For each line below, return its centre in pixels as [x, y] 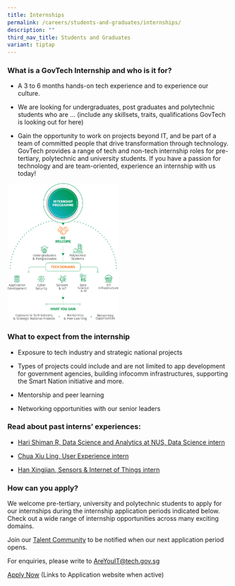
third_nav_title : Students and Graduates [69, 38]
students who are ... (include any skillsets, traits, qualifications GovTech [121, 115]
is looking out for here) [50, 122]
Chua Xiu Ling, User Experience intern [73, 456]
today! [27, 174]
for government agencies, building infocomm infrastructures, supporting [122, 373]
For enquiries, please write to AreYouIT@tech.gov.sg [84, 561]
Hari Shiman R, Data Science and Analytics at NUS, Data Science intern [121, 442]
